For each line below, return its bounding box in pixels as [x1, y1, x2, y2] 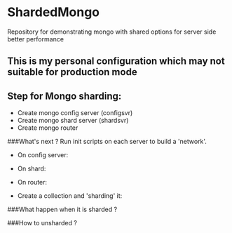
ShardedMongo [7, 4, 100, 20]
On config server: [17, 151, 69, 159]
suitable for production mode [7, 66, 138, 78]
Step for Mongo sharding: [7, 90, 122, 102]
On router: [17, 178, 48, 187]
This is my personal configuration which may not [7, 55, 226, 67]
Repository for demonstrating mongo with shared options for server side [7, 27, 217, 36]
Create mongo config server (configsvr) [17, 109, 133, 117]
